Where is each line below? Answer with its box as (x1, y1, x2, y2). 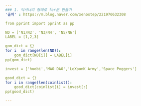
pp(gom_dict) (5, 57, 32, 62)
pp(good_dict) (5, 89, 35, 95)
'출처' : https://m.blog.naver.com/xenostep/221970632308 (5, 12, 126, 17)
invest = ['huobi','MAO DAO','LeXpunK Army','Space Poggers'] (5, 66, 137, 71)
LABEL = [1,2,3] (5, 34, 39, 40)
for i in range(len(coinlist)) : (5, 80, 72, 85)
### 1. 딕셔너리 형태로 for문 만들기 (5, 7, 72, 12)
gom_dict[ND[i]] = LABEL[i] (14, 53, 72, 58)
